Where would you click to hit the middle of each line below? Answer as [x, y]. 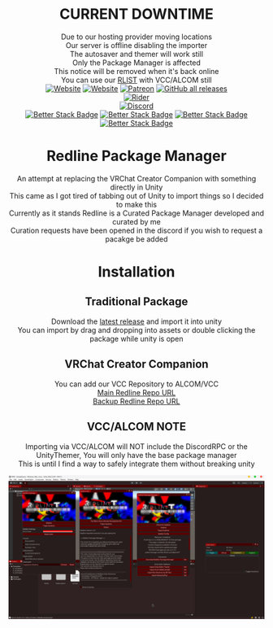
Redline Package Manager [136, 156]
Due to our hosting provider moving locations [136, 37]
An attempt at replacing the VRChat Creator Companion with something [136, 178]
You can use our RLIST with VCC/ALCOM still [136, 80]
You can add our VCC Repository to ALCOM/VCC [136, 384]
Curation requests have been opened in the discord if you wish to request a [136, 230]
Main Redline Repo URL [136, 392]
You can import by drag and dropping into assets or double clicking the [136, 329]
